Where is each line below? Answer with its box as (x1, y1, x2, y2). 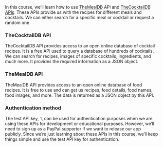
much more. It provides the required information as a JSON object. (5, 59, 139, 64)
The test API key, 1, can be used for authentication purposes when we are (5, 115, 153, 121)
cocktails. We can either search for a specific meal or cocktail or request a (5, 15, 154, 20)
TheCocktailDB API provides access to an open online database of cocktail (5, 43, 155, 49)
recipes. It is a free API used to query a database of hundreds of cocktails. (5, 48, 154, 54)
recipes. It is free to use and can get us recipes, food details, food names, (5, 87, 153, 93)
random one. (5, 20, 31, 25)
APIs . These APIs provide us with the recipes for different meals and (5, 9, 142, 15)
